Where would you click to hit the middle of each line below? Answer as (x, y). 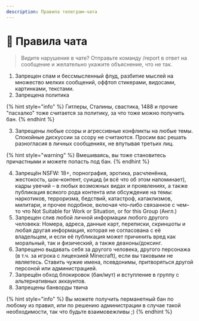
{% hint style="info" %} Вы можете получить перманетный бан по (90, 299)
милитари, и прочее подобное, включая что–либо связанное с (95, 204)
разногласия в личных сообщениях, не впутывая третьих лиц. (94, 143)
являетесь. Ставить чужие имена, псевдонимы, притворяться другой (104, 262)
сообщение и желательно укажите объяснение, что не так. (97, 64)
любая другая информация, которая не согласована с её (88, 230)
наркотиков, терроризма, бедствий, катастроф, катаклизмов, (94, 198)
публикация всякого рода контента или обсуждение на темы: (94, 192)
